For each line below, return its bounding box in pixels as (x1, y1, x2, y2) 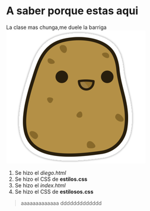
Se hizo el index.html (14, 181, 66, 189)
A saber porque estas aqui (6, 4, 139, 18)
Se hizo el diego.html (14, 169, 66, 176)
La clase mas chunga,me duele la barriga (6, 24, 107, 31)
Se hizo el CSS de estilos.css (14, 176, 88, 183)
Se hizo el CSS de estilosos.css (14, 188, 94, 195)
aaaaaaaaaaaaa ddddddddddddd (20, 199, 102, 206)
